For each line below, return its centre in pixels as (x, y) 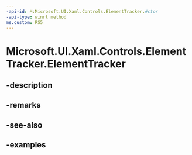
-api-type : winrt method (36, 17)
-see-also (24, 125)
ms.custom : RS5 (25, 22)
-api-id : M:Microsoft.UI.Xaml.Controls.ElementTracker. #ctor (82, 11)
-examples (26, 145)
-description (29, 85)
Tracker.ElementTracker (66, 63)
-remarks (23, 105)
